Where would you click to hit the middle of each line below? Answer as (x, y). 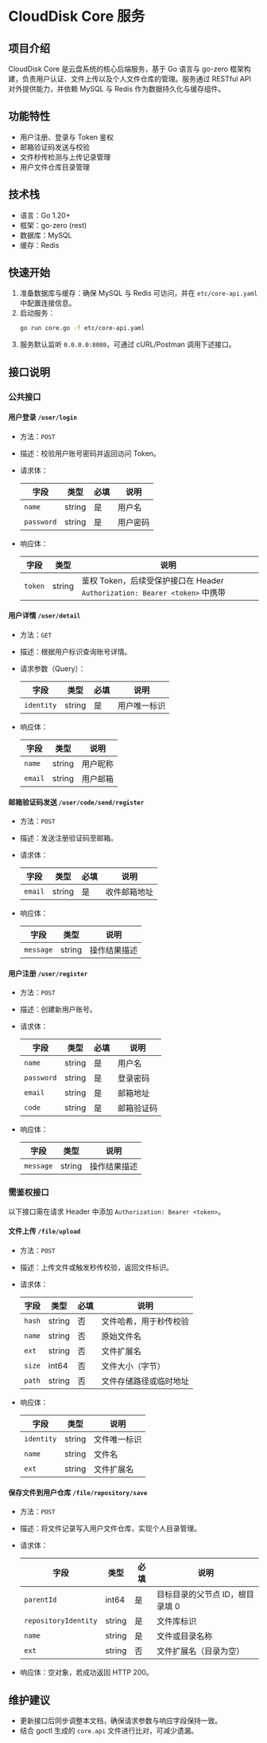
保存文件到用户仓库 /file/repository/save (78, 1492)
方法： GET (36, 635)
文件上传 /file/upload (44, 1231)
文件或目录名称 (184, 1636)
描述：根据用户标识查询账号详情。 (75, 652)
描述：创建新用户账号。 (58, 1010)
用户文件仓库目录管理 (54, 167)
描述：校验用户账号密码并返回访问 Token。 (90, 453)
